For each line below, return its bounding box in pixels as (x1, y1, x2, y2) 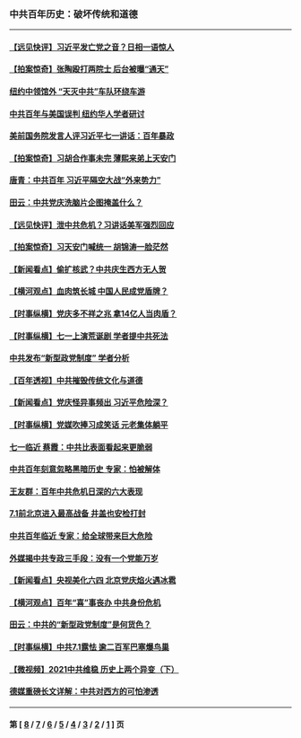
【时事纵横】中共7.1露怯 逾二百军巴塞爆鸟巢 (9, 641, 170, 652)
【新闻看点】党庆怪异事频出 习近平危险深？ (9, 397, 168, 408)
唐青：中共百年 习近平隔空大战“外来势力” (9, 175, 161, 186)
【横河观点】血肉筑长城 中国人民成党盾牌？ (9, 286, 168, 297)
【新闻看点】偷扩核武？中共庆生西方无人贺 (9, 263, 167, 275)
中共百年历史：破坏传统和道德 (9, 7, 139, 20)
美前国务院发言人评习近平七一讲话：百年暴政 (9, 130, 175, 141)
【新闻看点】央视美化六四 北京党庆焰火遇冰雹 (9, 575, 176, 585)
